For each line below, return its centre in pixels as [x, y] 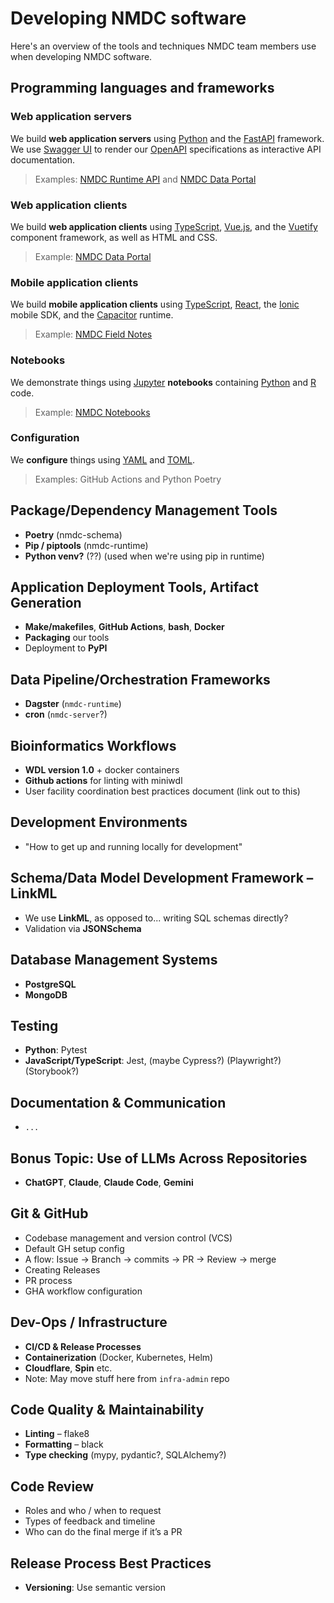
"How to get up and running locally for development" [133, 846]
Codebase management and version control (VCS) [128, 1238]
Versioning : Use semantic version [95, 1587]
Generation [46, 603]
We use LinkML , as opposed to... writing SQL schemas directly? [156, 918]
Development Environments [99, 822]
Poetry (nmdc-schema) [73, 534]
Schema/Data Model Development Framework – [162, 878]
